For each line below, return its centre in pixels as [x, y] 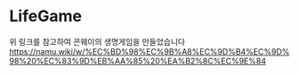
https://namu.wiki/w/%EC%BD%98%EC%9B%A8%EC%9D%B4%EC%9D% [149, 51]
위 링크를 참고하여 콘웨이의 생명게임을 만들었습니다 [97, 41]
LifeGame [46, 16]
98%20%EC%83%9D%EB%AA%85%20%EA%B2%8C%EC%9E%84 [138, 61]
